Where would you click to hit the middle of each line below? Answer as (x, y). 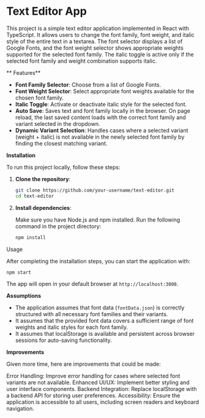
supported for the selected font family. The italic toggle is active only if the (100, 54)
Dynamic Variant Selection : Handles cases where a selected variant (102, 130)
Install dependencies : (43, 207)
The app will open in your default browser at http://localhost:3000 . (92, 284)
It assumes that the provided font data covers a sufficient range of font (104, 321)
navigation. (20, 409)
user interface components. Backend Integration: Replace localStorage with (102, 389)
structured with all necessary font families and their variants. (91, 314)
